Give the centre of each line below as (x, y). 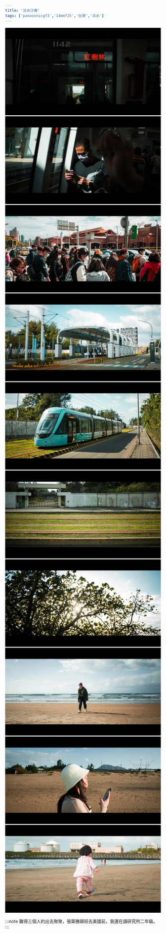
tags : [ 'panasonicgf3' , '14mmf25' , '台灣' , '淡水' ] (55, 16)
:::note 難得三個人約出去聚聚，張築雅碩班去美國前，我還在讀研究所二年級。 (82, 921)
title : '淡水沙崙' (23, 10)
